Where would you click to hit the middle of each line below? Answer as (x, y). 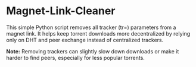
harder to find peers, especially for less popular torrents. (75, 58)
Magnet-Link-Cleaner (61, 11)
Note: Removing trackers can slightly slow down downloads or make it (93, 51)
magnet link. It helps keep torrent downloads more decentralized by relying (98, 33)
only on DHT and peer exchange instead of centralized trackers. (85, 40)
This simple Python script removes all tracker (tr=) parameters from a (91, 27)
